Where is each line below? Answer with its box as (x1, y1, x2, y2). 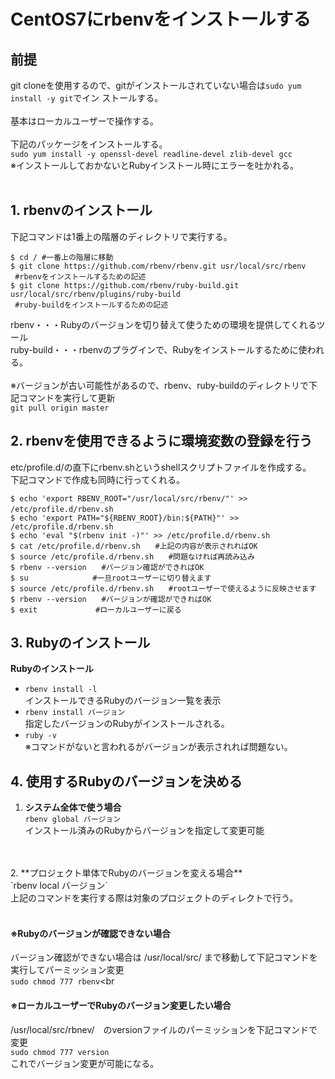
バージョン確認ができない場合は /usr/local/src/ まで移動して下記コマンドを (10, 951, 318, 964)
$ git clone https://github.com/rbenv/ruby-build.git (10, 280, 240, 290)
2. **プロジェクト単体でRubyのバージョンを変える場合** (10, 867, 243, 879)
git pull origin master (10, 403, 110, 413)
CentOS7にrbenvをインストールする (10, 8, 312, 31)
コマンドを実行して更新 (18, 391, 116, 404)
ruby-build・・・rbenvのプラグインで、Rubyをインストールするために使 (10, 343, 308, 355)
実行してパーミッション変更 (10, 964, 125, 976)
